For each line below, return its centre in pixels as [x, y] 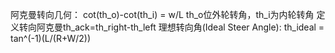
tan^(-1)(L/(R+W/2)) [51, 38]
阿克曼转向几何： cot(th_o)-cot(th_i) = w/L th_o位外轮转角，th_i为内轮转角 [162, 14]
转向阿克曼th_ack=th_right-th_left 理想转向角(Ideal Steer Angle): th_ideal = [171, 27]
